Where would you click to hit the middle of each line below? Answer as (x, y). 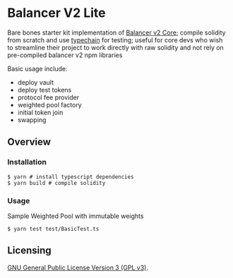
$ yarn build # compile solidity (56, 183)
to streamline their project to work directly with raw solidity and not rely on (115, 47)
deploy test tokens (44, 90)
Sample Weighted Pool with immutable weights (76, 216)
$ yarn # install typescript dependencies (71, 177)
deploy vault (36, 82)
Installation (27, 162)
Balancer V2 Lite (56, 13)
